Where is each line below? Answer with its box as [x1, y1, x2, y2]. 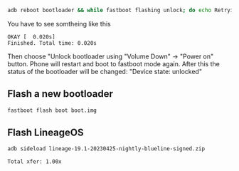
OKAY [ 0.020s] [7, 33, 55, 41]
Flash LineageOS [7, 126, 84, 138]
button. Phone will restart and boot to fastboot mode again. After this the [7, 59, 221, 68]
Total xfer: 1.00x [7, 158, 62, 165]
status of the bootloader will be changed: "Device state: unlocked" [7, 67, 203, 76]
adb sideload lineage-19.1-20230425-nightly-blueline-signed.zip [7, 145, 205, 152]
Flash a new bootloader [7, 88, 114, 100]
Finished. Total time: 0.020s [7, 39, 97, 46]
